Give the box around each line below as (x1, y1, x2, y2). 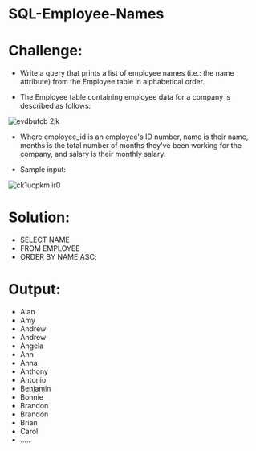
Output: (8, 281, 61, 298)
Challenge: (8, 42, 83, 60)
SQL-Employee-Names (8, 5, 165, 23)
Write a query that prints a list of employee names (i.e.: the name (19, 68, 234, 78)
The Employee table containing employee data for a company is (19, 92, 231, 102)
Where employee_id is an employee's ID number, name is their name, (19, 132, 249, 141)
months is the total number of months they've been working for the (19, 141, 242, 150)
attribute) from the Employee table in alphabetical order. (19, 77, 205, 87)
